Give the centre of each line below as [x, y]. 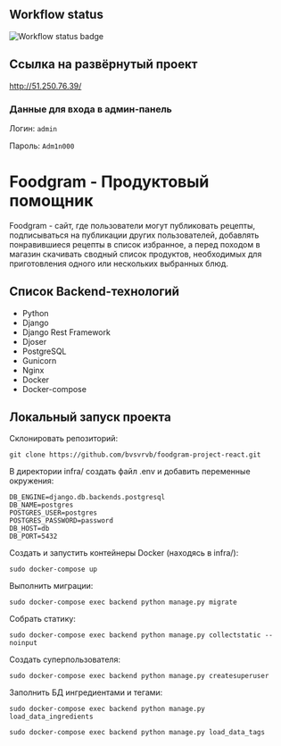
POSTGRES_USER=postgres [54, 513]
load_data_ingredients [51, 717]
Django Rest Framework [66, 332]
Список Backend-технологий [95, 292]
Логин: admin [33, 128]
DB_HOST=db [29, 529]
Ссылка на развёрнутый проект [103, 65]
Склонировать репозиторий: [64, 439]
